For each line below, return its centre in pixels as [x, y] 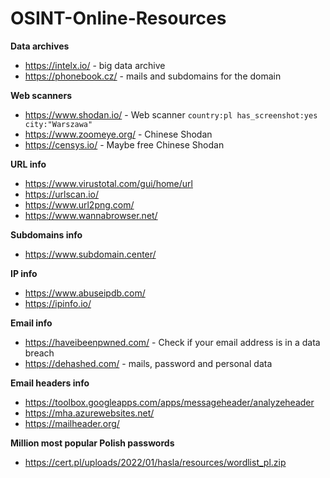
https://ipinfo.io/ [58, 303]
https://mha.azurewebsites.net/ [89, 413]
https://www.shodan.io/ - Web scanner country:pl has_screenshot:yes [171, 114]
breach [39, 353]
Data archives [40, 46]
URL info [28, 164]
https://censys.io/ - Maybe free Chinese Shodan [124, 144]
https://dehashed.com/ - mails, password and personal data [148, 363]
